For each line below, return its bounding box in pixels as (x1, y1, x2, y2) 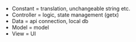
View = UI (11, 30, 36, 37)
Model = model (11, 24, 49, 31)
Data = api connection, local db (11, 18, 89, 24)
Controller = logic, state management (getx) (11, 11, 119, 18)
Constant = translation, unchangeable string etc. (11, 5, 131, 12)
